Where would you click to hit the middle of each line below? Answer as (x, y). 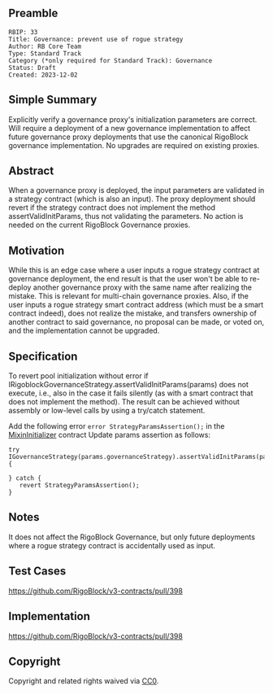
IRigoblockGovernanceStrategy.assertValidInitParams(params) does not (129, 385)
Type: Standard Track (45, 53)
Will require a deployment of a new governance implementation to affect (129, 128)
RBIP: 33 (23, 32)
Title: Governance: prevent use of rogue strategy (96, 39)
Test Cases (37, 572)
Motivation (37, 250)
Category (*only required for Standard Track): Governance (110, 60)
